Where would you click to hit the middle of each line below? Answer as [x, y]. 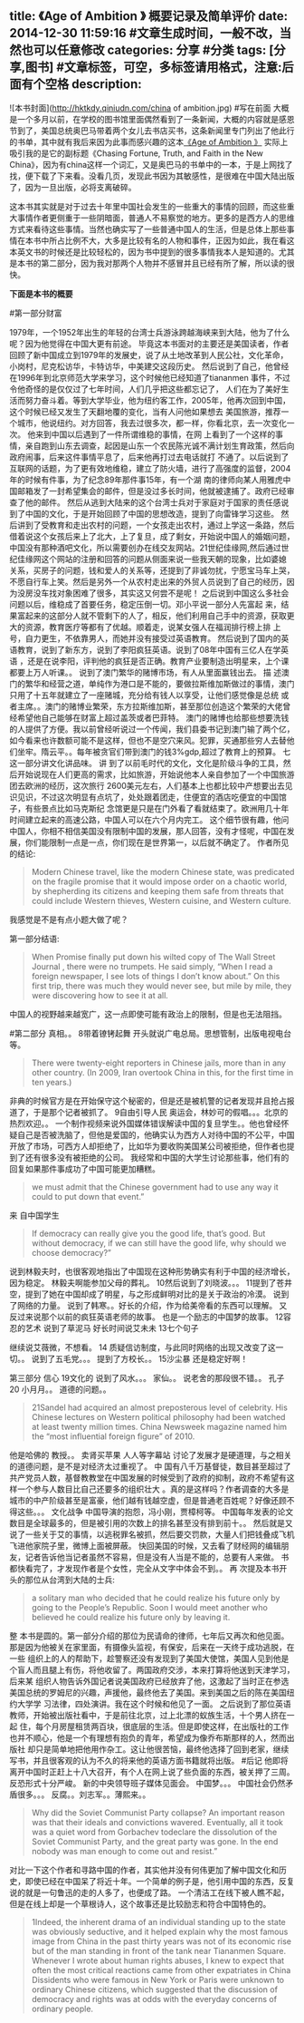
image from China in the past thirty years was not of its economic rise [161, 1941]
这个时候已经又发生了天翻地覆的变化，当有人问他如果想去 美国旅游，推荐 [145, 412]
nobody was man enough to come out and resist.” [124, 1851]
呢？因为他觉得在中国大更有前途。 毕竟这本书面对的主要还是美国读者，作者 [149, 344]
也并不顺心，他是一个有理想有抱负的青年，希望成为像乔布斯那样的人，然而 [148, 1737]
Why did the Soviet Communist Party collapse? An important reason [158, 1813]
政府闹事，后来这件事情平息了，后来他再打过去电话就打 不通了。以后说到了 [149, 457]
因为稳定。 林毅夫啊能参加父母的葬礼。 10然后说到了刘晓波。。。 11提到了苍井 [151, 1282]
